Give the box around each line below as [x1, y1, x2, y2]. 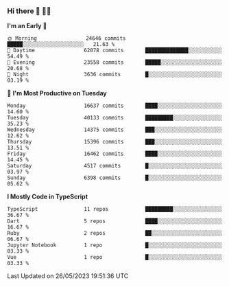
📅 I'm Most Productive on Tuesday [7, 89, 108, 97]
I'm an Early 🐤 [7, 22, 47, 30]
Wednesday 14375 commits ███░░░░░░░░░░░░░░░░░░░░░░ [7, 126, 223, 133]
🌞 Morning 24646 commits [7, 35, 126, 42]
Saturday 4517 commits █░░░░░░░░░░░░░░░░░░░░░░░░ [7, 163, 223, 170]
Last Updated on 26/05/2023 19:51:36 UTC [7, 272, 129, 280]
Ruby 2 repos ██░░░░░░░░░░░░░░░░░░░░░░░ [7, 230, 223, 237]
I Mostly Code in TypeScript [7, 192, 88, 201]
